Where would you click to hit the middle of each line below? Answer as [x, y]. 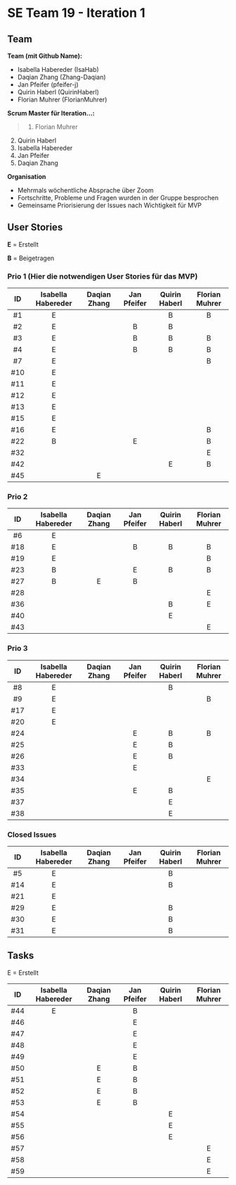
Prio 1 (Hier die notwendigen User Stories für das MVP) [103, 276]
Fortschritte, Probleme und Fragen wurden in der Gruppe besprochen [118, 198]
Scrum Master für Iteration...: [51, 113]
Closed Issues [32, 835]
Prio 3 [18, 649]
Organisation [27, 177]
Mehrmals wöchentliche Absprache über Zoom [86, 190]
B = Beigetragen [31, 258]
